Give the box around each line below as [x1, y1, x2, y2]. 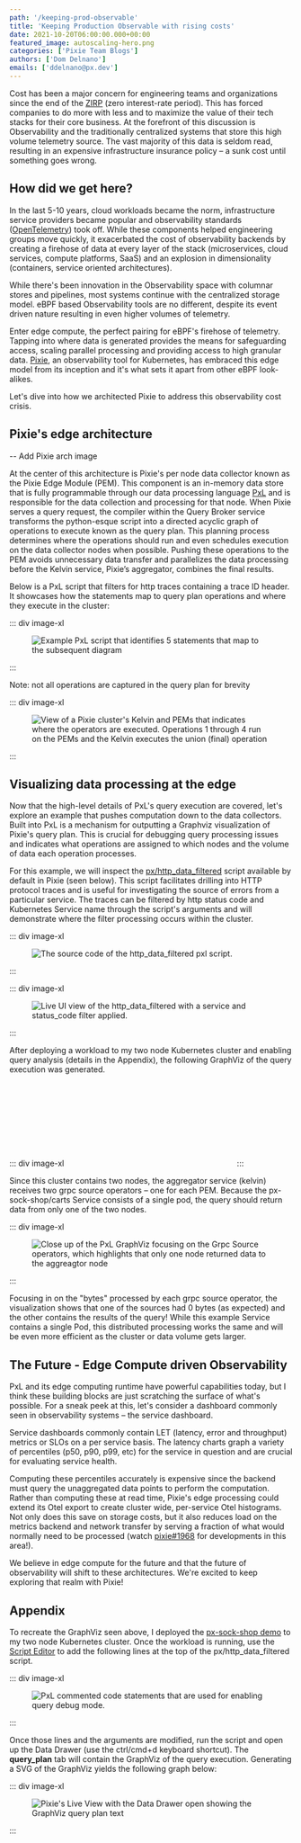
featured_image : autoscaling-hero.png [9, 38, 155, 48]
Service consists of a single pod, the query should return [72, 1194, 283, 1205]
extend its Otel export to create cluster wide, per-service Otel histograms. [9, 1502, 282, 1513]
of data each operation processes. [9, 848, 137, 859]
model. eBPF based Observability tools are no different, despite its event [9, 299, 278, 309]
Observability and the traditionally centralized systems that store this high [9, 126, 282, 137]
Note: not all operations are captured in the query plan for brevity [9, 679, 251, 690]
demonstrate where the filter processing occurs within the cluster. [9, 914, 254, 925]
